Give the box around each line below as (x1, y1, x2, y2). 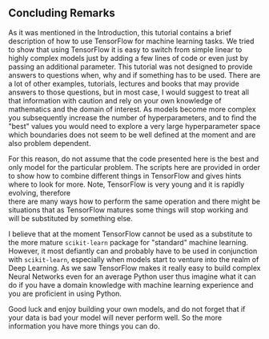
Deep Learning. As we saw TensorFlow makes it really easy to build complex (8, 263, 261, 272)
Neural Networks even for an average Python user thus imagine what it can (8, 272, 256, 281)
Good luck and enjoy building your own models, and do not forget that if (8, 304, 246, 313)
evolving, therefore (8, 188, 71, 197)
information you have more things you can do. (8, 321, 160, 331)
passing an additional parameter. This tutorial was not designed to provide (8, 62, 254, 71)
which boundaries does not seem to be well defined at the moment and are (8, 130, 256, 139)
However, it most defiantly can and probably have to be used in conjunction (8, 246, 258, 256)
